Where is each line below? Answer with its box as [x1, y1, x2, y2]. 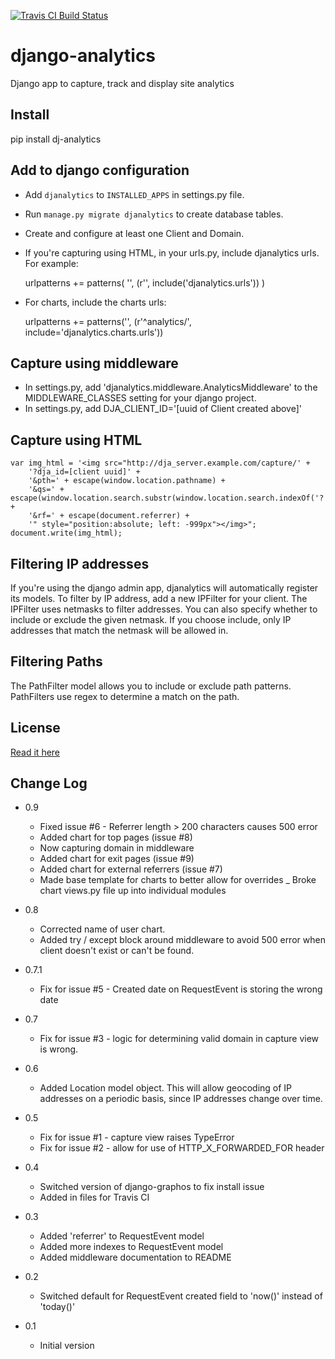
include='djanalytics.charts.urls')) [24, 326, 164, 338]
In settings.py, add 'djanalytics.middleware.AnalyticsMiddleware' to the [24, 381, 318, 394]
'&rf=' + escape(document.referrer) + [28, 511, 190, 521]
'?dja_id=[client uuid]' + [28, 467, 141, 477]
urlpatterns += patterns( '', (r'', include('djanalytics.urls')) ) [24, 276, 266, 289]
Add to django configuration [10, 162, 190, 179]
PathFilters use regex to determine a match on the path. [10, 690, 240, 702]
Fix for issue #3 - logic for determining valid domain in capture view [39, 1033, 320, 1045]
